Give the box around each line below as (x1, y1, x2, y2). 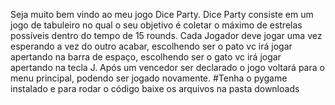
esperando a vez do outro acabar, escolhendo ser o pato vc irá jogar (10, 40, 293, 52)
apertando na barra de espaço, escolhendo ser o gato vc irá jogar (10, 51, 282, 63)
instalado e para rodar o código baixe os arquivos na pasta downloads (10, 83, 300, 94)
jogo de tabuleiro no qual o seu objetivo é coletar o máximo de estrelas (10, 19, 303, 31)
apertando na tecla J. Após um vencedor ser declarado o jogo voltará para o (10, 62, 325, 73)
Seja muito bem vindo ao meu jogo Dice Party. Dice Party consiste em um (10, 9, 314, 20)
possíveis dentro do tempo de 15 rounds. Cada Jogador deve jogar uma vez (10, 30, 323, 41)
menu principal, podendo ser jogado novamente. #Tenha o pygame (10, 72, 288, 84)
